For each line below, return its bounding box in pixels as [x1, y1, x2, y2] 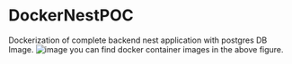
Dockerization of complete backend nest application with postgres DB [8, 35, 268, 45]
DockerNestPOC [8, 5, 134, 26]
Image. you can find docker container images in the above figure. [8, 44, 284, 54]
